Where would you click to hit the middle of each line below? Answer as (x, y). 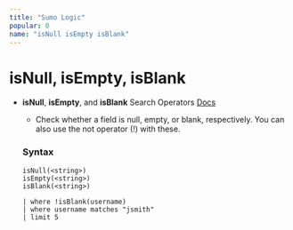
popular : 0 (29, 26)
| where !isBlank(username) (74, 202)
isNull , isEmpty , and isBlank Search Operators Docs (119, 102)
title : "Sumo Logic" (48, 17)
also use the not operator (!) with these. (108, 129)
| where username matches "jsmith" (88, 210)
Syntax (38, 152)
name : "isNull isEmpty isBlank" (69, 34)
